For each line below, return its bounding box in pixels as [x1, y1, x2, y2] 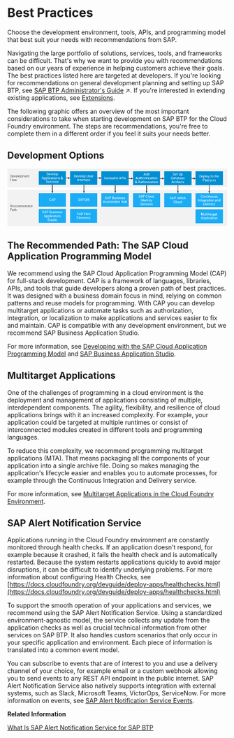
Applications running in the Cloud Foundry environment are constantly [7, 536, 210, 544]
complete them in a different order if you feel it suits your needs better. [7, 129, 211, 138]
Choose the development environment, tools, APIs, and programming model [7, 28, 226, 36]
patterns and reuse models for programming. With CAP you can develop [7, 298, 215, 307]
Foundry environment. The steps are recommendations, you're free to [7, 122, 208, 130]
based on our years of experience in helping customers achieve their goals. [7, 64, 225, 72]
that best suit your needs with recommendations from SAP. [7, 35, 177, 43]
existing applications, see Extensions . [7, 93, 115, 102]
